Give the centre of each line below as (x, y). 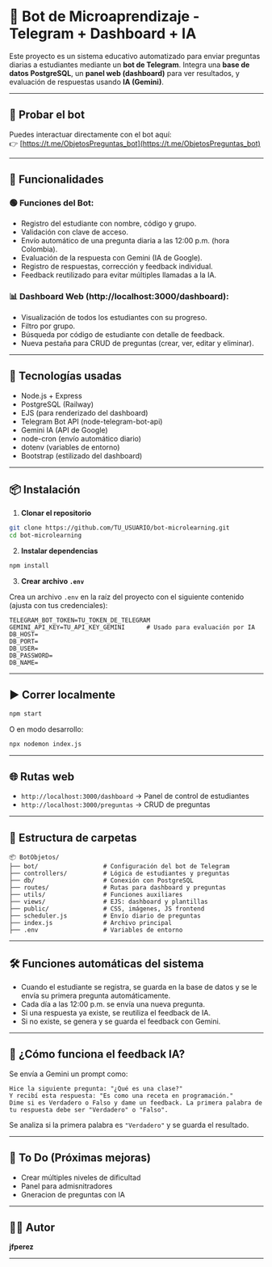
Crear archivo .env (52, 581)
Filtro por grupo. (48, 326)
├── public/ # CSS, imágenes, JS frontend (107, 909)
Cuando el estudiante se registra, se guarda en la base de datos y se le (139, 986)
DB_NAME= (24, 662)
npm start (26, 714)
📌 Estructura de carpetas (73, 837)
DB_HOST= (24, 634)
